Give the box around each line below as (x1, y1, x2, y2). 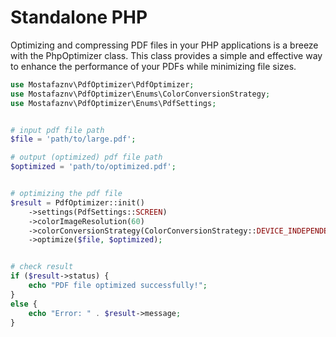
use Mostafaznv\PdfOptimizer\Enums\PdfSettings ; (10, 98, 217, 108)
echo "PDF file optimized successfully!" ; (28, 281, 208, 291)
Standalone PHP (10, 6, 148, 29)
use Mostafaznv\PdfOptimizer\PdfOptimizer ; (10, 79, 195, 90)
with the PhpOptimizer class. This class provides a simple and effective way (10, 49, 323, 61)
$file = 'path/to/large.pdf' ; (10, 134, 137, 145)
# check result (10, 262, 74, 272)
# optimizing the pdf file (10, 189, 123, 199)
